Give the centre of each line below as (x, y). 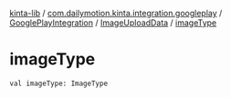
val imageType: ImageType (58, 83)
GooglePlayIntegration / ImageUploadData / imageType (113, 23)
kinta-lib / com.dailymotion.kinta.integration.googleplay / (116, 13)
